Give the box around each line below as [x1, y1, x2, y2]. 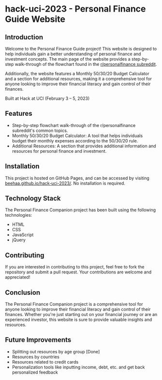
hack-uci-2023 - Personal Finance [5, 3, 146, 15]
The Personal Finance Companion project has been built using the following [5, 207, 156, 213]
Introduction [5, 33, 44, 41]
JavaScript [12, 232, 34, 238]
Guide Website [5, 14, 65, 25]
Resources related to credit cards [12, 359, 79, 364]
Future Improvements [5, 336, 72, 344]
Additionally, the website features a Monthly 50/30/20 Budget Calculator [5, 71, 149, 76]
